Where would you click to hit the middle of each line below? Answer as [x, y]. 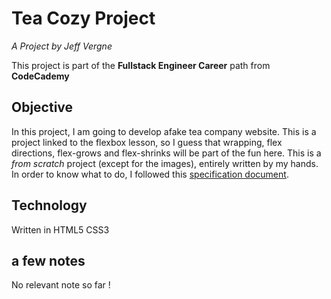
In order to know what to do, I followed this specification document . [150, 174]
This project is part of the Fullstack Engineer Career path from [141, 65]
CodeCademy [40, 76]
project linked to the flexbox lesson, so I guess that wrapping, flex [147, 142]
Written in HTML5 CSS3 [60, 229]
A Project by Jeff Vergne [62, 46]
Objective [42, 107]
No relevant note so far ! [61, 285]
